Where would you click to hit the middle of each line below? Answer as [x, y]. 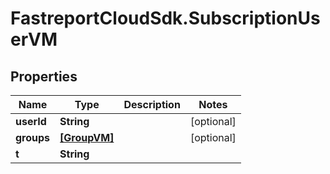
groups [33, 137]
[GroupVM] [87, 137]
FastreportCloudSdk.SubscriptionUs [165, 18]
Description [152, 104]
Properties [44, 76]
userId [31, 121]
